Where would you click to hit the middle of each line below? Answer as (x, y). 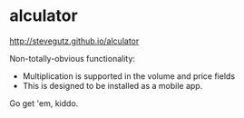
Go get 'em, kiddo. (44, 103)
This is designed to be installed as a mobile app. (112, 85)
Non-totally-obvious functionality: (73, 58)
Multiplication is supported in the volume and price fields (129, 76)
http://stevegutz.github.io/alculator (74, 41)
